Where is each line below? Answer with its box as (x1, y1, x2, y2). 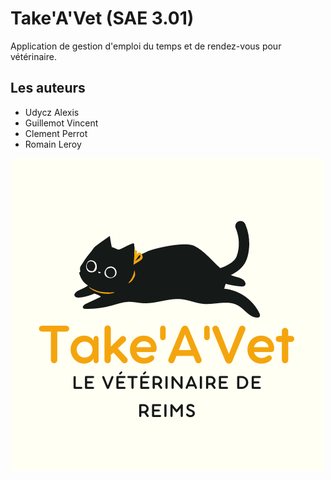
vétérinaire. (10, 50, 57, 62)
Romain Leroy (24, 138, 82, 150)
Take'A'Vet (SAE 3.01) (10, 7, 195, 30)
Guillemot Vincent (24, 117, 99, 129)
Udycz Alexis (24, 106, 80, 118)
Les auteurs (10, 80, 86, 97)
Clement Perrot (24, 127, 88, 139)
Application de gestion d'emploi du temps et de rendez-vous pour (10, 40, 282, 52)
